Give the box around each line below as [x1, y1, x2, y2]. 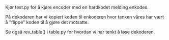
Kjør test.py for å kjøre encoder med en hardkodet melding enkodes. [5, 4, 149, 10]
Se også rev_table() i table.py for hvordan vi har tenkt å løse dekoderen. [5, 29, 155, 34]
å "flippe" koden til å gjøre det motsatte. [5, 19, 89, 25]
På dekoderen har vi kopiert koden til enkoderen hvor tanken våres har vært [5, 14, 164, 19]
